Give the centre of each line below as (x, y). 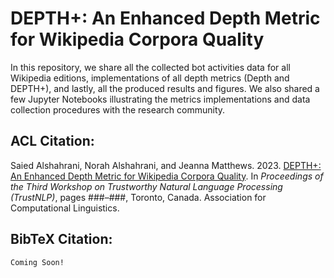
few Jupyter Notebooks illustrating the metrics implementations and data (160, 99)
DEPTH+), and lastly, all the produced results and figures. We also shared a (165, 88)
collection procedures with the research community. (118, 109)
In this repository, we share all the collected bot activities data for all (150, 67)
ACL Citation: (52, 141)
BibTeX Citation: (61, 239)
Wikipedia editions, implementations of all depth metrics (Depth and (150, 78)
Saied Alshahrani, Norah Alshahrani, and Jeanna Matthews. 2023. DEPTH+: (166, 165)
